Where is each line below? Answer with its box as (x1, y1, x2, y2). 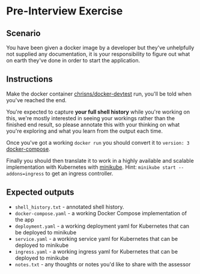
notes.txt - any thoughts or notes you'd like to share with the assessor (14, 260, 191, 268)
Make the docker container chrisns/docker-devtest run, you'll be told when (6, 90, 192, 97)
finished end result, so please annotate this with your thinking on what (6, 121, 180, 128)
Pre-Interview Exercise (6, 4, 123, 18)
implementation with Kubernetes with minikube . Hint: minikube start (6, 163, 176, 171)
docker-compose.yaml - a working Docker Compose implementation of (14, 209, 187, 217)
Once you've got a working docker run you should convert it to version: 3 (6, 139, 190, 146)
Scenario (6, 28, 41, 38)
